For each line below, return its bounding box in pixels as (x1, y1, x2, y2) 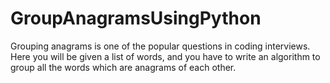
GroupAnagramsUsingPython (10, 7, 262, 30)
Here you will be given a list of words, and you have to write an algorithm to (10, 50, 321, 62)
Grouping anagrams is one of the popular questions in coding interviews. (10, 40, 311, 52)
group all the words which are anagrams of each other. (10, 61, 237, 73)
